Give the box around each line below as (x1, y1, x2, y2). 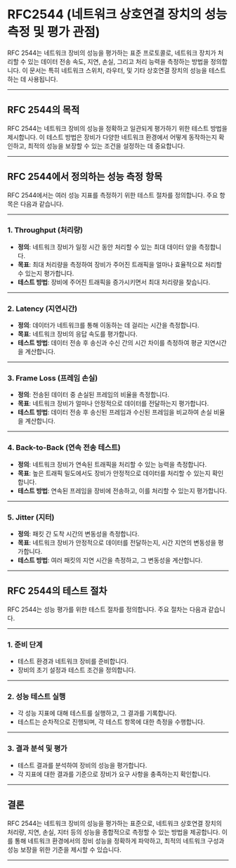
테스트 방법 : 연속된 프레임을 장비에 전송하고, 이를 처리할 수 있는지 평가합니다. (17, 486, 227, 495)
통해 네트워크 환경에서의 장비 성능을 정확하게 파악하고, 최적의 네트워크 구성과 (14, 836, 225, 845)
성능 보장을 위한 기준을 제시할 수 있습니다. (7, 845, 122, 854)
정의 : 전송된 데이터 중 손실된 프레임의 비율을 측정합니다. (17, 391, 170, 399)
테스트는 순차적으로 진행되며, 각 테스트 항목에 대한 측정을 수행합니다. (17, 718, 205, 726)
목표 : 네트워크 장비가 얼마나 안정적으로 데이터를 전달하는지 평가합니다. (17, 399, 209, 408)
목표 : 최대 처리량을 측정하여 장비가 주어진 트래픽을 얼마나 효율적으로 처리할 (17, 260, 223, 268)
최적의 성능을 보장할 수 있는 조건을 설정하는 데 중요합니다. (27, 141, 185, 150)
